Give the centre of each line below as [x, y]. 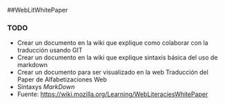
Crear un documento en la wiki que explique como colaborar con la [112, 43]
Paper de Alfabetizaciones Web [62, 79]
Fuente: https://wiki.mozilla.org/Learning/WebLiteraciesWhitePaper [112, 94]
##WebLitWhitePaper [38, 10]
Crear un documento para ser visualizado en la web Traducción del [112, 73]
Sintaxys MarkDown [46, 87]
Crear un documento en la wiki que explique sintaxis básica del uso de [117, 57]
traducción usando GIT [50, 50]
